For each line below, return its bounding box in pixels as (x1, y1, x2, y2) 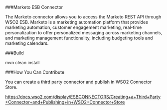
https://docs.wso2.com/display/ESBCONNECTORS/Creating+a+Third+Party (5, 94, 161, 100)
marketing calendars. (5, 40, 49, 46)
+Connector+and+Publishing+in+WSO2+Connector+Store (5, 99, 125, 105)
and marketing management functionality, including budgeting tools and (5, 35, 153, 41)
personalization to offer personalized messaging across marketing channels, (5, 30, 163, 35)
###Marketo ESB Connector (5, 4, 63, 10)
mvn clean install (5, 60, 40, 65)
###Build (5, 50, 24, 56)
